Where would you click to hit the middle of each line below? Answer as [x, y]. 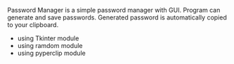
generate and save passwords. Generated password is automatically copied [117, 17]
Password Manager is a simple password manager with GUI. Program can [114, 10]
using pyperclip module [51, 53]
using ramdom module [50, 46]
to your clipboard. [33, 25]
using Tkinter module [48, 38]
